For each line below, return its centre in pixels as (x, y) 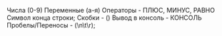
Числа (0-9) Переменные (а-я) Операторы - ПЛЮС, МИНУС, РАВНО (111, 10)
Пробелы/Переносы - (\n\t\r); (51, 25)
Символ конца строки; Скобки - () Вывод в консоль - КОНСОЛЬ (105, 18)
